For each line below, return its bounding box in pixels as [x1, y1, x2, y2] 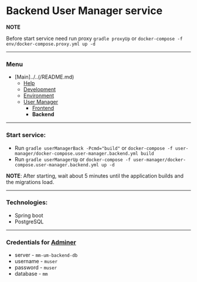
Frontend [32, 104, 55, 112]
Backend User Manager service [6, 4, 163, 18]
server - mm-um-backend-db [14, 252, 78, 259]
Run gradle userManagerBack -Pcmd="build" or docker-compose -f [14, 144, 173, 151]
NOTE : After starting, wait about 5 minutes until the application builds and [6, 172, 184, 179]
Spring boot [14, 212, 43, 219]
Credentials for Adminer [6, 238, 76, 246]
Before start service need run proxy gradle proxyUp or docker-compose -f [6, 35, 183, 42]
